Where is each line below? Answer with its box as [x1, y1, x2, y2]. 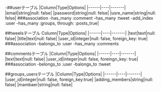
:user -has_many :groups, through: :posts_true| [5, 20, 99, 26]
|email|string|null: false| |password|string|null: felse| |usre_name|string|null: [5, 10, 156, 16]
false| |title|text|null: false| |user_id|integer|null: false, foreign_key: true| [5, 36, 148, 41]
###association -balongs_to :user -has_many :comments [5, 41, 119, 46]
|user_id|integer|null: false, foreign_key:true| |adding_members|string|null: [5, 77, 154, 82]
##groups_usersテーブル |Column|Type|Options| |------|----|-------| [5, 71, 142, 77]
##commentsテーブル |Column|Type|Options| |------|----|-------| [5, 51, 136, 56]
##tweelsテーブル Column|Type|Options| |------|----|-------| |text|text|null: [5, 30, 156, 36]
